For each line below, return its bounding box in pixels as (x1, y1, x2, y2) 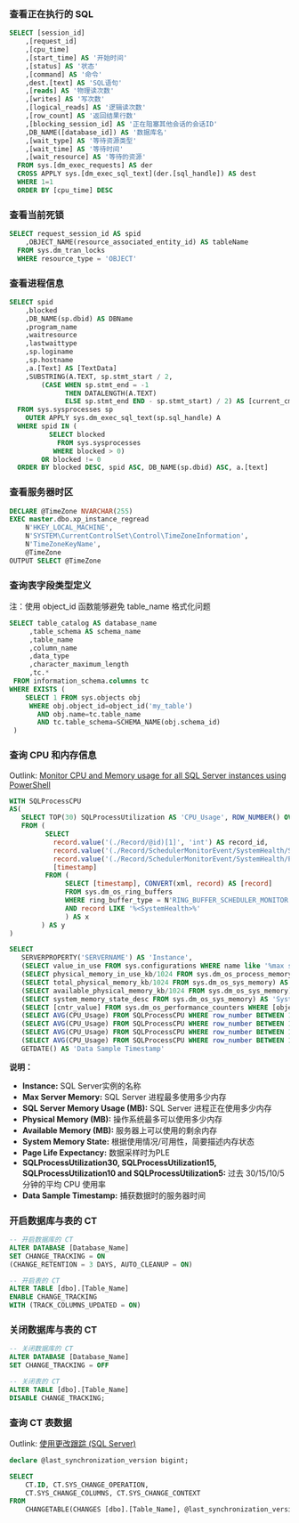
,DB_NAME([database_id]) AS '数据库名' (25, 127, 167, 137)
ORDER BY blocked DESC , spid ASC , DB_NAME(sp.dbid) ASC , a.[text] (17, 463, 269, 473)
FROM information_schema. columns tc (12, 676, 149, 686)
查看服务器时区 (9, 486, 74, 498)
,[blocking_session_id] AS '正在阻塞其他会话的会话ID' (25, 119, 218, 128)
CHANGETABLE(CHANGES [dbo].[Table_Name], (25, 1505, 181, 1514)
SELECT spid (9, 297, 53, 306)
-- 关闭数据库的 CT (9, 1344, 74, 1354)
